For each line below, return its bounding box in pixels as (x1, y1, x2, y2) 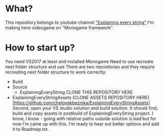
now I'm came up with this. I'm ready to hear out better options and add (12, 121, 160, 127)
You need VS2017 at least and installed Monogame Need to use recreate (5, 58, 154, 65)
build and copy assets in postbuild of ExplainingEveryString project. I (12, 110, 154, 116)
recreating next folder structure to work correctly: (5, 69, 107, 75)
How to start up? (5, 42, 75, 54)
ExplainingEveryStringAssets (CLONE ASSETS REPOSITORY (12, 94, 136, 100)
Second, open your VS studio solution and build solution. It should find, (12, 105, 158, 111)
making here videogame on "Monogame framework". (5, 24, 114, 30)
